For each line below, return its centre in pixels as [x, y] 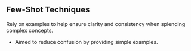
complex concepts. [30, 30]
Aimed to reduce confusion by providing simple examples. [86, 42]
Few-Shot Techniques [48, 10]
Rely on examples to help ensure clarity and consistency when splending [96, 24]
